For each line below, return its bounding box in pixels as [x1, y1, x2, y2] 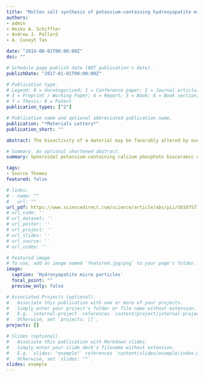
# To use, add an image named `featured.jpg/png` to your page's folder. [6, 260, 197, 266]
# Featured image [6, 255, 50, 261]
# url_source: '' [6, 238, 50, 244]
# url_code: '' [6, 210, 45, 216]
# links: [6, 187, 29, 193]
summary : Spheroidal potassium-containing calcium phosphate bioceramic [6, 154, 194, 160]
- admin [6, 20, 26, 26]
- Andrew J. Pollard [6, 32, 59, 38]
